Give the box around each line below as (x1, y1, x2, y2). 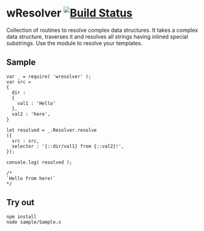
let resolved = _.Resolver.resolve (6, 127, 97, 133)
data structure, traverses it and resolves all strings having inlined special (6, 32, 188, 40)
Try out (6, 197, 35, 208)
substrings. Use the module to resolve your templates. (6, 39, 143, 47)
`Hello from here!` (6, 175, 56, 181)
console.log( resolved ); (6, 159, 72, 165)
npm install (6, 213, 37, 220)
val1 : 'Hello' (17, 100, 56, 107)
